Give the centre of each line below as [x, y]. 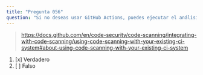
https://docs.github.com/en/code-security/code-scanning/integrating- [109, 34]
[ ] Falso [25, 66]
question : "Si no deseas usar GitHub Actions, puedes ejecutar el [92, 18]
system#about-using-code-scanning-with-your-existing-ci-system [105, 47]
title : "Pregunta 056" [35, 12]
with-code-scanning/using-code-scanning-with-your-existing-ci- [103, 41]
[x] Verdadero [32, 59]
